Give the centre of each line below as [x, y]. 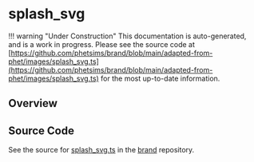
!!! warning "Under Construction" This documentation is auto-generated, [127, 36]
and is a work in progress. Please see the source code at [102, 44]
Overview [33, 103]
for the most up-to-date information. [161, 78]
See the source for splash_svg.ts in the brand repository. [101, 150]
